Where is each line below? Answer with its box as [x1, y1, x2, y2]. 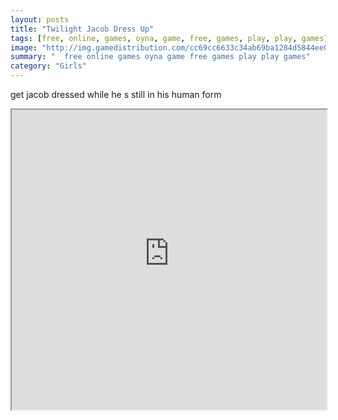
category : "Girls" [10, 61, 87, 71]
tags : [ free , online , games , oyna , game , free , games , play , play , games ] [10, 33, 329, 43]
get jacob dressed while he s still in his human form [10, 89, 222, 100]
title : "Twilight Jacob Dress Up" [10, 24, 155, 34]
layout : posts [10, 14, 70, 25]
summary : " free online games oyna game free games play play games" [10, 52, 311, 62]
